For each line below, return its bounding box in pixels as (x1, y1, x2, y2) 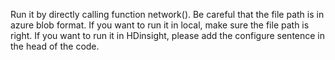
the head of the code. (10, 40, 100, 52)
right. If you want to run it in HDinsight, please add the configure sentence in (10, 30, 326, 41)
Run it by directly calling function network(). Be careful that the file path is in (10, 9, 325, 20)
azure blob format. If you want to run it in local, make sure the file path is (10, 19, 310, 31)
